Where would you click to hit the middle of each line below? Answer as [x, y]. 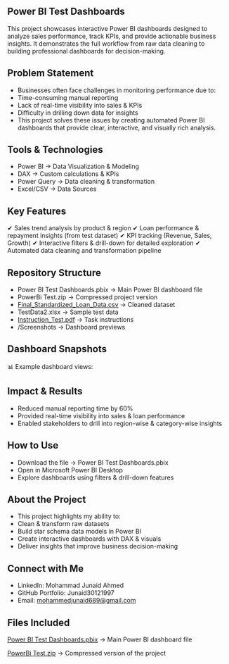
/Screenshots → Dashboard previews [71, 327]
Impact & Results [45, 391]
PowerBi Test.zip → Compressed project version [87, 297]
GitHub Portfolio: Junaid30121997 [66, 593]
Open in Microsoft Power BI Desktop [70, 470]
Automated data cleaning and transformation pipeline [84, 251]
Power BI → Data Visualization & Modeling [78, 167]
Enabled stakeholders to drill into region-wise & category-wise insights [120, 423]
